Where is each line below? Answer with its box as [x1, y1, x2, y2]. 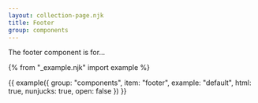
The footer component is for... [8, 48, 106, 57]
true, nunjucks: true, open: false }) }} [8, 86, 128, 96]
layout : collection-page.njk [8, 11, 104, 20]
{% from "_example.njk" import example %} [8, 63, 150, 72]
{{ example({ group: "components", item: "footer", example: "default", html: [8, 78, 252, 87]
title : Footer [8, 19, 55, 27]
